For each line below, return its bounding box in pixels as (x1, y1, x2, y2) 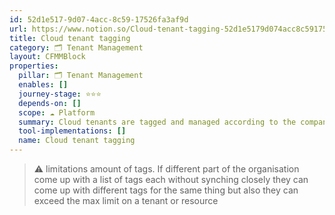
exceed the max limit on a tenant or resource (33, 195, 219, 206)
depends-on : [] (18, 98, 82, 108)
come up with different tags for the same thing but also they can (33, 184, 299, 196)
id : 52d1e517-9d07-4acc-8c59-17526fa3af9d (9, 14, 189, 25)
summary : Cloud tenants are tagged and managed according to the (18, 117, 297, 127)
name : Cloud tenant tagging (18, 136, 136, 146)
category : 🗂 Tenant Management (9, 42, 144, 53)
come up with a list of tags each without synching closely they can (33, 174, 309, 185)
